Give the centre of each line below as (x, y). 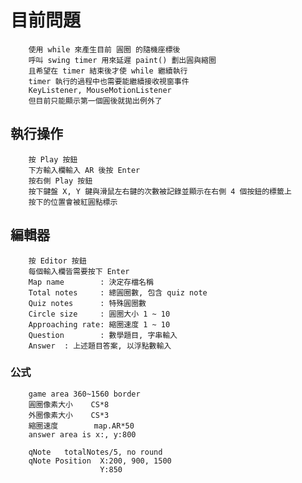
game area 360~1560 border (84, 394)
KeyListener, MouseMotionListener (100, 90)
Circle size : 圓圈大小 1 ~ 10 (99, 314)
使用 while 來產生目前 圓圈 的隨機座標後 (104, 49)
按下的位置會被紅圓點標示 (73, 202)
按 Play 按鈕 (53, 159)
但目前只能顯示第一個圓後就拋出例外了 (95, 101)
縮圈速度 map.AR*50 (81, 426)
